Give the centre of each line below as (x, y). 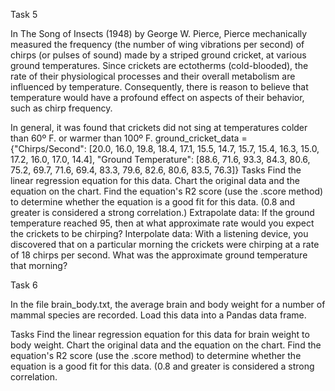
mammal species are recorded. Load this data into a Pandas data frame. (158, 315)
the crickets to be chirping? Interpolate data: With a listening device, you (159, 233)
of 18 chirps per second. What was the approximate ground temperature (159, 255)
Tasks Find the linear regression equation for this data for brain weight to (160, 334)
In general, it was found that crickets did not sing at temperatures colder (159, 127)
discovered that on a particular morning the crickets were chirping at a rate (165, 244)
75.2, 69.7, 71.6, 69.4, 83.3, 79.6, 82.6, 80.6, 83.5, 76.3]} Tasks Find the (156, 170)
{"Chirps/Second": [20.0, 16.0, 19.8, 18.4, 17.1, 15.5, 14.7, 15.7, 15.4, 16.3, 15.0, (165, 148)
